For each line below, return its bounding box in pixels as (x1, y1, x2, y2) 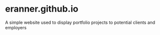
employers (5, 24, 27, 30)
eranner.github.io (5, 3, 79, 15)
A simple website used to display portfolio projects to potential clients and (5, 19, 156, 25)
